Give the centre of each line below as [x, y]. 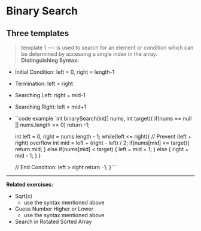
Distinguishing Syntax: [50, 60]
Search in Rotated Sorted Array [53, 221]
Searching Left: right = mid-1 [50, 95]
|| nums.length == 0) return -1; [52, 125]
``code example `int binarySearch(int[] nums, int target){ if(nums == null [103, 118]
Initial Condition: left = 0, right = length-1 [65, 72]
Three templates [38, 33]
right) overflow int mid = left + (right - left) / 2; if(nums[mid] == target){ [102, 143]
